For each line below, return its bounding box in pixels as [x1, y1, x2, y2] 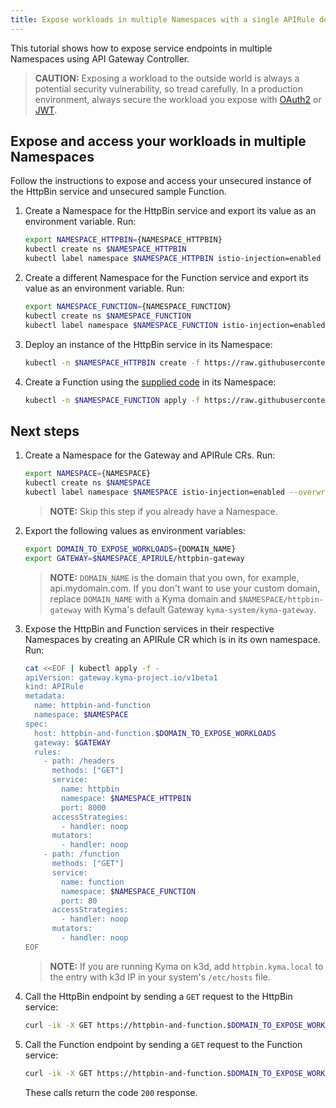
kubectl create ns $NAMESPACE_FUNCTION [24, 311, 192, 321]
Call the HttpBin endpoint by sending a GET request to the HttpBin [24, 990, 293, 1002]
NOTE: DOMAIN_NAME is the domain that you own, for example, [49, 571, 300, 583]
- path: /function [43, 849, 120, 860]
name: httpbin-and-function [34, 701, 152, 711]
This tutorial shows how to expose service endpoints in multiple [10, 42, 273, 54]
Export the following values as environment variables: [24, 524, 246, 536]
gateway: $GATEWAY [34, 737, 111, 748]
